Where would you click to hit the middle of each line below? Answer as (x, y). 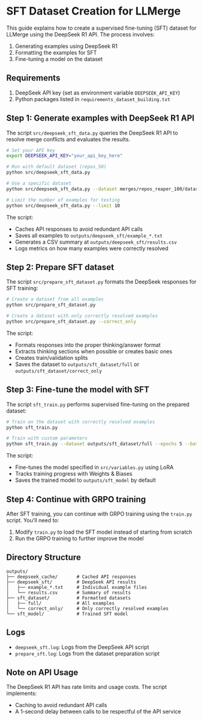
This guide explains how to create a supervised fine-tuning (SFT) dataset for (101, 28)
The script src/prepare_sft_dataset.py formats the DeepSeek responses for (101, 282)
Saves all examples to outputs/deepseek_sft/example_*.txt (89, 235)
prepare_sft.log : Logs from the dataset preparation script (87, 653)
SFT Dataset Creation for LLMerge (94, 11)
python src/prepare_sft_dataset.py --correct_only (71, 322)
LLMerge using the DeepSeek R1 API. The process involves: (81, 34)
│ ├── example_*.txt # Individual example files (77, 587)
